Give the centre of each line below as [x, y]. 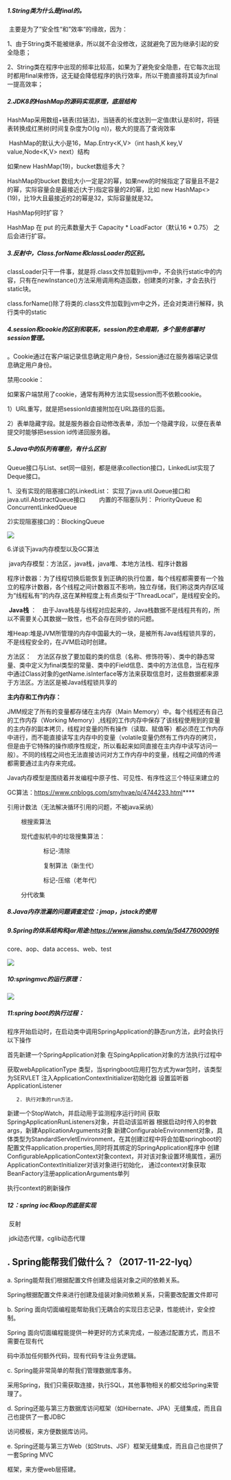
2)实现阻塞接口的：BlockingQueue [56, 521]
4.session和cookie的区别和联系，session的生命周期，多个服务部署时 [106, 329]
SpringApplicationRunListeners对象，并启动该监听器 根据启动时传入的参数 [112, 1122]
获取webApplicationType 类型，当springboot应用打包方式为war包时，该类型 [114, 1069]
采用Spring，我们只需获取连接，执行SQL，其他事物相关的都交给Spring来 [110, 1385]
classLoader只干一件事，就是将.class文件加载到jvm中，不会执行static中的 [112, 271]
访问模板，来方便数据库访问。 [49, 1431]
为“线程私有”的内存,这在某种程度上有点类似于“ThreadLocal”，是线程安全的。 [115, 595]
